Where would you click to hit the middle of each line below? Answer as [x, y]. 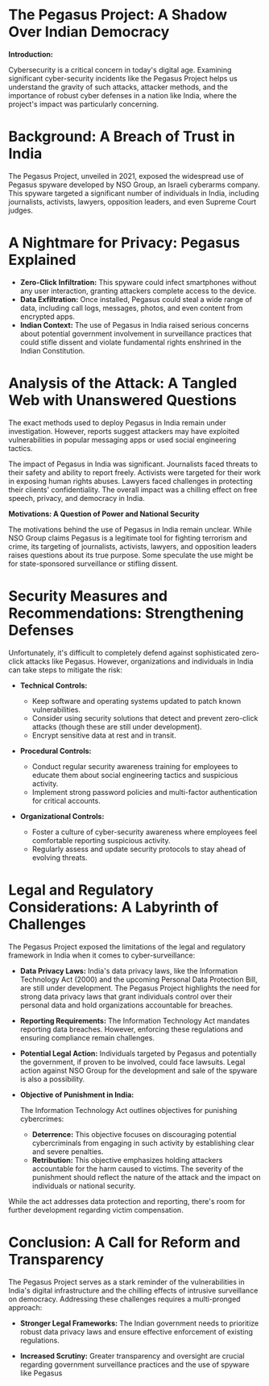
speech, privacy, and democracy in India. [77, 498]
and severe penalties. [68, 1151]
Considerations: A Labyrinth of [114, 907]
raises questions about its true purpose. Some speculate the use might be [131, 555]
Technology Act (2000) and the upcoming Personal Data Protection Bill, [139, 979]
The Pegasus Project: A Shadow [118, 15]
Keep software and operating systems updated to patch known [137, 701]
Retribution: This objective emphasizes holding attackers [127, 1160]
